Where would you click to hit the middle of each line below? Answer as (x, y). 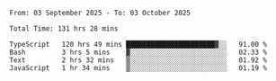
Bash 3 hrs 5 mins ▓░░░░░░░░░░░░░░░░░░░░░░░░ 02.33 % (138, 52)
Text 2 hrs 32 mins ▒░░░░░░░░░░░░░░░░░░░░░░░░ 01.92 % (138, 60)
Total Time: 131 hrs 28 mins (64, 29)
